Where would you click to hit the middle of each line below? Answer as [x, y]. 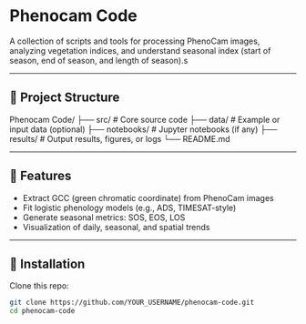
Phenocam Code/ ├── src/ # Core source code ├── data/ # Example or [145, 119]
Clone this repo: [40, 286]
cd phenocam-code [42, 311]
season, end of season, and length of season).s [99, 60]
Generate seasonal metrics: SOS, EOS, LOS [104, 217]
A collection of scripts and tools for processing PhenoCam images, [135, 41]
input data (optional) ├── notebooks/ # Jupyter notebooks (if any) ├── [143, 129]
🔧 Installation [47, 263]
